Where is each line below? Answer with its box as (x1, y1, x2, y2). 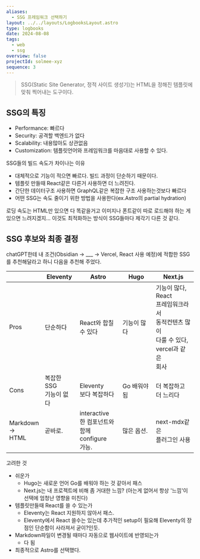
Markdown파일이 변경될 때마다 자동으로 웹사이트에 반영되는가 (14, 532, 159, 539)
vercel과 (155, 345, 179, 353)
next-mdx (155, 418, 185, 426)
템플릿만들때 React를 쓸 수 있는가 (14, 502, 93, 509)
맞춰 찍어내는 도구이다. (20, 89, 74, 96)
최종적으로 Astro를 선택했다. (14, 546, 81, 554)
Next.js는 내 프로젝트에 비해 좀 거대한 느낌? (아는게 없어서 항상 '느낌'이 (23, 487, 189, 494)
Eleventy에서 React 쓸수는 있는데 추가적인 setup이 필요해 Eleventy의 (23, 517, 186, 524)
